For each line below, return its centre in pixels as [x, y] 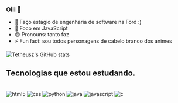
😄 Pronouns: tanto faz [42, 35]
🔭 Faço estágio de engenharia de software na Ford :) [78, 22]
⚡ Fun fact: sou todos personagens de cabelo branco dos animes [93, 41]
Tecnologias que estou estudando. [71, 73]
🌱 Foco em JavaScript [41, 28]
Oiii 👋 [14, 9]
